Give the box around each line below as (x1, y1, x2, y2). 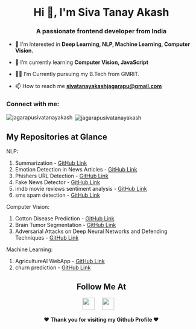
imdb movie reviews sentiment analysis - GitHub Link (14, 185, 147, 193)
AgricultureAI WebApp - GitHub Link (14, 258, 105, 265)
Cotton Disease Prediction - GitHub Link (14, 215, 115, 222)
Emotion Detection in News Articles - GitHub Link (14, 166, 138, 173)
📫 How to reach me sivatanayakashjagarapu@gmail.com (14, 83, 162, 90)
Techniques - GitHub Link (14, 234, 79, 241)
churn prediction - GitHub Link (14, 264, 91, 271)
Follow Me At (76, 281, 127, 292)
